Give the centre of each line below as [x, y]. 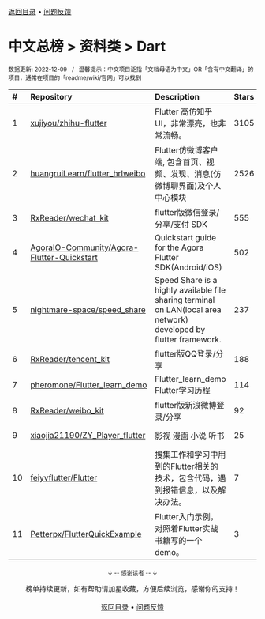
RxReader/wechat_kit [69, 217]
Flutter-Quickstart [64, 257]
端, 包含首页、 [181, 162]
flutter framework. [188, 339]
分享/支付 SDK [181, 224]
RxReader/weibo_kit [67, 410]
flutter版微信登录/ [187, 212]
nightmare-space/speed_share [88, 309]
